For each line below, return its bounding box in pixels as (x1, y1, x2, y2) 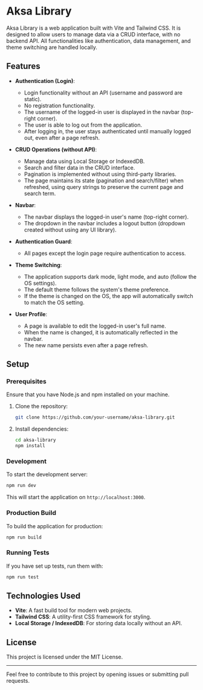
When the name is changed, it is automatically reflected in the (24, 328, 178, 336)
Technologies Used (6, 591, 80, 601)
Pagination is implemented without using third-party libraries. (24, 170, 177, 177)
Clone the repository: (14, 403, 68, 410)
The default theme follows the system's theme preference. (24, 286, 170, 293)
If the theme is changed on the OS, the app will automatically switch (24, 292, 193, 299)
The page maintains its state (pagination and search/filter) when (24, 177, 184, 184)
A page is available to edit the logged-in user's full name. (24, 322, 166, 330)
